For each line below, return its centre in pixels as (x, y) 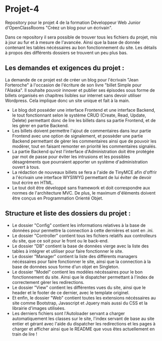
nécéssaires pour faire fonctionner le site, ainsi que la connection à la (81, 261)
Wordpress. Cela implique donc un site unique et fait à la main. (67, 100)
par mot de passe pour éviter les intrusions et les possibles (71, 157)
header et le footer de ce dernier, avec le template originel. (71, 292)
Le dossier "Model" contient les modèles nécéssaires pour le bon (77, 272)
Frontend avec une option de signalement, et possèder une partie (77, 136)
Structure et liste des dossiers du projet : (68, 213)
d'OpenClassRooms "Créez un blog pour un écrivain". (59, 27)
